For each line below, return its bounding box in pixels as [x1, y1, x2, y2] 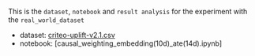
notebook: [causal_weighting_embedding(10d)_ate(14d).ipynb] [19, 39, 223, 48]
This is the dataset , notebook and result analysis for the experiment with [8, 7, 248, 16]
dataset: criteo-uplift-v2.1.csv [19, 31, 116, 39]
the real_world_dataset [8, 15, 84, 24]
